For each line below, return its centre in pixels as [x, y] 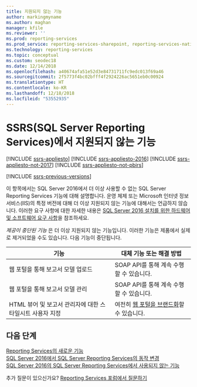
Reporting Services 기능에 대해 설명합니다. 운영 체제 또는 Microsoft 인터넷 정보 [98, 196]
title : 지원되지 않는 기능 [34, 11]
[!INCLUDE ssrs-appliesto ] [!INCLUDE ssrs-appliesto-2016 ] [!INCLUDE [91, 158]
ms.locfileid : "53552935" [38, 99]
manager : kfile [25, 28]
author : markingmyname [34, 17]
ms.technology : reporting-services [50, 50]
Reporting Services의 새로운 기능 [45, 351]
